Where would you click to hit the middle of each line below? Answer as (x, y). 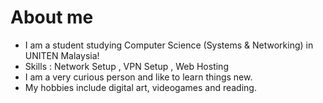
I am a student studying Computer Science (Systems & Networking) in (169, 45)
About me (52, 17)
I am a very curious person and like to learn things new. (138, 77)
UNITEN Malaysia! (62, 55)
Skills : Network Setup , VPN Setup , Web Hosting (126, 66)
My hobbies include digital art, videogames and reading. (140, 87)
